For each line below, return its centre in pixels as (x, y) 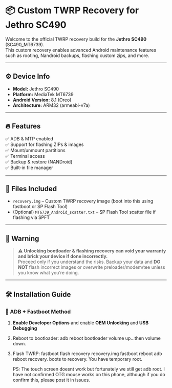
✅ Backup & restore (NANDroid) (39, 162)
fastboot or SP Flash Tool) (40, 207)
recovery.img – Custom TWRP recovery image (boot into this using (83, 201)
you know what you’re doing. (48, 273)
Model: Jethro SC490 (36, 89)
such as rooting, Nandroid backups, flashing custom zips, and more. (77, 56)
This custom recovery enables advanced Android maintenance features (81, 50)
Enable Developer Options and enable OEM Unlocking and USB (81, 323)
